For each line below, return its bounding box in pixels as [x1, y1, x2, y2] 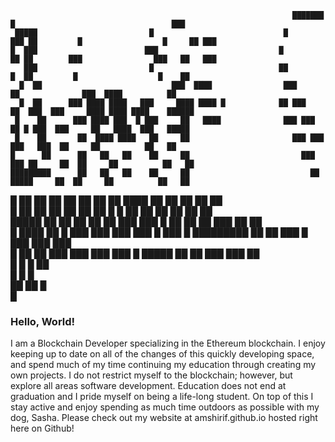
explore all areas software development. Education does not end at [10, 380, 287, 392]
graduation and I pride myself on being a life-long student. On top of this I [10, 391, 314, 403]
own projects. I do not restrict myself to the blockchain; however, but [10, 369, 293, 381]
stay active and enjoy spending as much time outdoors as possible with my [10, 401, 320, 413]
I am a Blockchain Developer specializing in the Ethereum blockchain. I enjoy [10, 337, 326, 350]
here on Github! [10, 422, 75, 435]
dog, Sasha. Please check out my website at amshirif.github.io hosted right [10, 412, 318, 424]
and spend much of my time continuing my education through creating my [10, 359, 317, 371]
